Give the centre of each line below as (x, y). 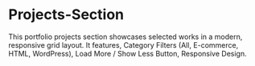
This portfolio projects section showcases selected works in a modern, (125, 37)
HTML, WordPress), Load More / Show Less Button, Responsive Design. (127, 53)
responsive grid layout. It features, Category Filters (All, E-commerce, (123, 45)
